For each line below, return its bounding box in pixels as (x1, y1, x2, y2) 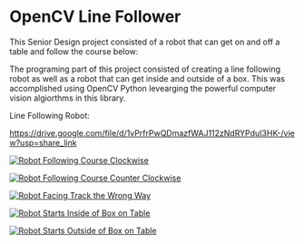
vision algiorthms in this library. (9, 93, 126, 103)
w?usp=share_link (9, 137, 77, 148)
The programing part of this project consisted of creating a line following (9, 63, 281, 74)
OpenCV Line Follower (9, 6, 181, 27)
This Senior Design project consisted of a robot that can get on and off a (9, 36, 280, 47)
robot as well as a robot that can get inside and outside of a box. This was (9, 73, 286, 83)
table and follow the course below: (9, 45, 139, 56)
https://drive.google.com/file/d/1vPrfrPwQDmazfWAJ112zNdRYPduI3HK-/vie (9, 127, 295, 138)
